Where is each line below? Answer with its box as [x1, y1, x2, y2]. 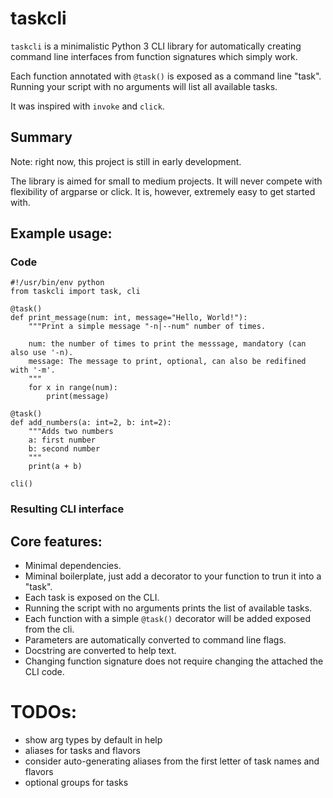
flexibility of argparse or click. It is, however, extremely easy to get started [10, 185, 316, 197]
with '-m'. [10, 365, 56, 376]
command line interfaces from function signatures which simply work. [10, 50, 298, 62]
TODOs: [10, 701, 78, 724]
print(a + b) [28, 462, 83, 472]
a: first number [28, 435, 97, 446]
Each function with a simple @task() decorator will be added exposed [24, 613, 312, 625]
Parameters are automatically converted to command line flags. [24, 634, 287, 646]
